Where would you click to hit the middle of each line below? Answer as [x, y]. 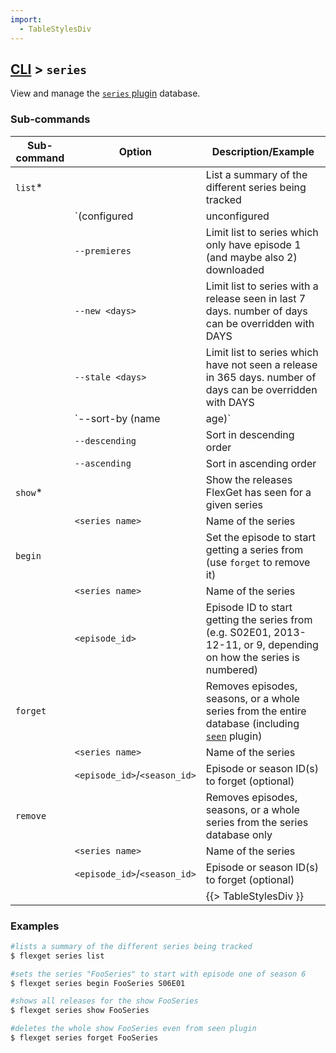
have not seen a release [261, 364]
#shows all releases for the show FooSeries [104, 1001]
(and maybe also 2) [251, 257]
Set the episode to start [260, 537]
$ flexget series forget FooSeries [84, 1038]
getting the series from [259, 619]
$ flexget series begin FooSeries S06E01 [98, 983]
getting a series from [254, 549]
